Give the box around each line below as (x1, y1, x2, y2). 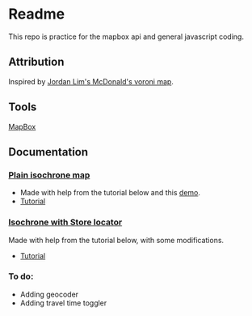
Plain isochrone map (8, 169, 90, 181)
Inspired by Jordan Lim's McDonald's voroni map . (8, 76, 174, 86)
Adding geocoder (19, 289, 79, 299)
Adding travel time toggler (19, 297, 107, 308)
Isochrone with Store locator (8, 216, 123, 228)
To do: (8, 271, 34, 282)
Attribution (8, 55, 65, 69)
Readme (8, 5, 65, 23)
